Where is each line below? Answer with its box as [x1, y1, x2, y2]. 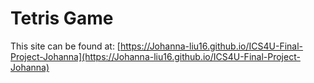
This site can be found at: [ [10, 40, 121, 52]
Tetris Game [10, 7, 114, 30]
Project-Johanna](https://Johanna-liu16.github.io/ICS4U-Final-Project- [10, 50, 301, 62]
